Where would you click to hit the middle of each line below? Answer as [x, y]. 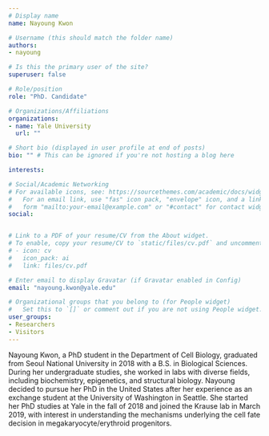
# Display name [34, 16]
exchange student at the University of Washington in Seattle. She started [128, 397]
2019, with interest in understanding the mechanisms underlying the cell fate [134, 414]
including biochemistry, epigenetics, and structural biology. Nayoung [122, 380]
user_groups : [30, 317]
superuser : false [37, 75]
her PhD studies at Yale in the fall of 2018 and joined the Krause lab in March [134, 405]
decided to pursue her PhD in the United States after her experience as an [130, 389]
